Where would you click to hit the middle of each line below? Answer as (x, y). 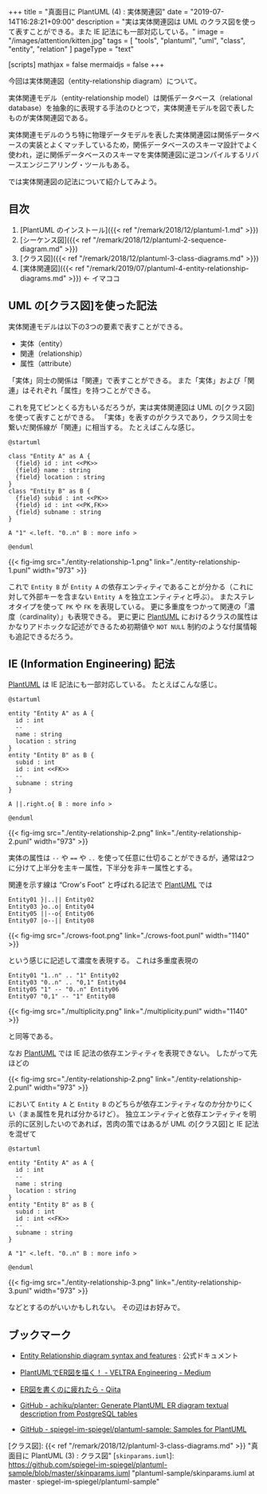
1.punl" (20, 570)
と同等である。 (33, 1036)
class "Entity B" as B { (49, 491)
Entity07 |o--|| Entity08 (51, 921)
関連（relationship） (53, 353)
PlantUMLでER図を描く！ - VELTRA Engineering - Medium (115, 1373)
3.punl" (20, 1291)
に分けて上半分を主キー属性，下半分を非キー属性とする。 (102, 868)
